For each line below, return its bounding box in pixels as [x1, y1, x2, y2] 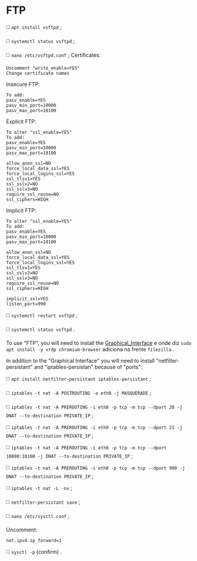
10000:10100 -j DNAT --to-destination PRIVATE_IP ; [6, 452, 133, 459]
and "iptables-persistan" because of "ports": [34, 363, 143, 370]
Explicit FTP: [6, 118, 36, 125]
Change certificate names [6, 70, 69, 76]
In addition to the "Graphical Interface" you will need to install [6, 357, 155, 364]
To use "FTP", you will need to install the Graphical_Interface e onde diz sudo [6, 339, 192, 346]
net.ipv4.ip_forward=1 [6, 537, 62, 543]
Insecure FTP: [6, 80, 40, 87]
